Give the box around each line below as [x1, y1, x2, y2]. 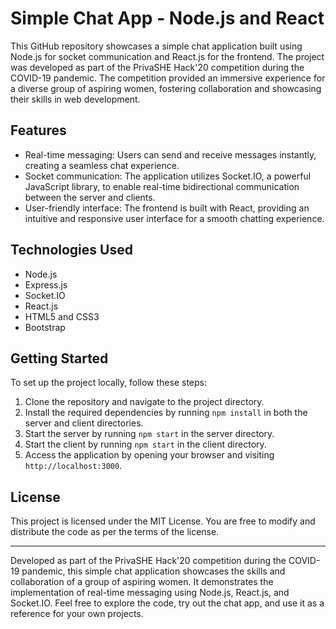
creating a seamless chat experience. [24, 159, 180, 171]
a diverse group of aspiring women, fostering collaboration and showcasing [10, 82, 322, 94]
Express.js [24, 278, 68, 291]
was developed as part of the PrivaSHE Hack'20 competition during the [10, 61, 305, 73]
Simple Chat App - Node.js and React [10, 7, 325, 30]
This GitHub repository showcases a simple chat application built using [10, 40, 303, 52]
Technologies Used [10, 242, 133, 259]
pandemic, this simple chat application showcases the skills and [21, 565, 286, 577]
